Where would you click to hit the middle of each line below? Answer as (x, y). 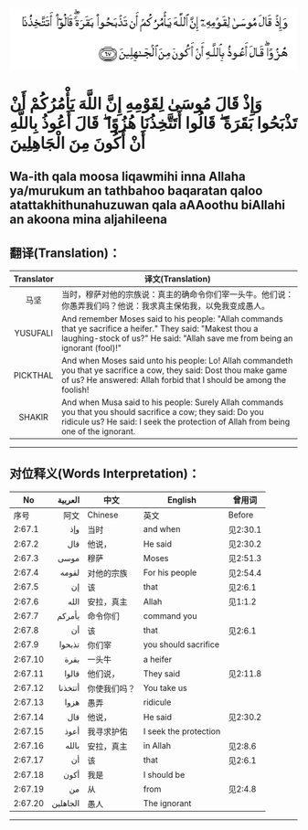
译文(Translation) (178, 279)
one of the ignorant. (98, 431)
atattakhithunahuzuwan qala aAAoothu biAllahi (148, 205)
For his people (170, 573)
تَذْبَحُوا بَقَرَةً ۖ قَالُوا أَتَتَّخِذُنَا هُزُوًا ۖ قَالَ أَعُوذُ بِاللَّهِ (154, 123)
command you (170, 615)
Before (241, 515)
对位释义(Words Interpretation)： (105, 474)
